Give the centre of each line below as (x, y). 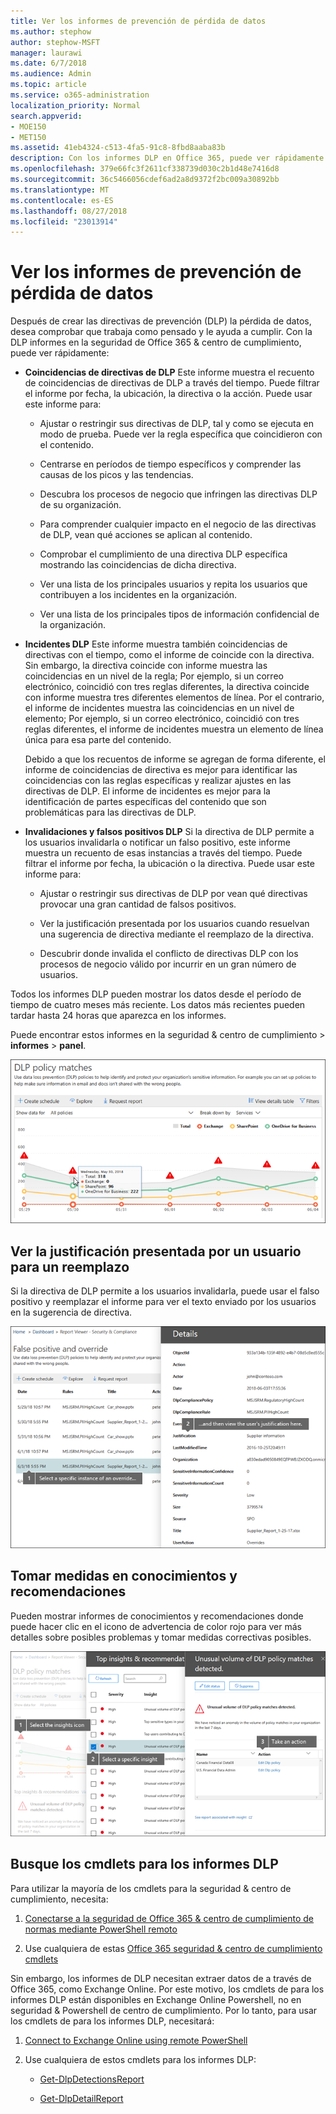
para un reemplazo (70, 1266)
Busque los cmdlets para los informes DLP (144, 1864)
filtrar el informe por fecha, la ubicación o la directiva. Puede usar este (169, 864)
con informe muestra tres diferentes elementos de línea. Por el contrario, (174, 697)
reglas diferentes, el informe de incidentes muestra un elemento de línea (174, 729)
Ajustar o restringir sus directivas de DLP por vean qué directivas (173, 894)
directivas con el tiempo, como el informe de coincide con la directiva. (169, 655)
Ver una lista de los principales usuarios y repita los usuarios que (173, 584)
